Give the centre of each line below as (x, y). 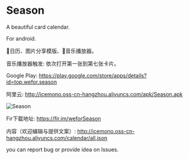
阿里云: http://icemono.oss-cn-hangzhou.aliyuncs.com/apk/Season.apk (94, 94)
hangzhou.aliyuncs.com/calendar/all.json (57, 137)
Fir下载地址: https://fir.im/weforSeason (54, 118)
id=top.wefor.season (32, 82)
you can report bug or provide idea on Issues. (63, 149)
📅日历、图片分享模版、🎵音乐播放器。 (52, 51)
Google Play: (22, 75)
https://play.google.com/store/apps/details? (93, 75)
